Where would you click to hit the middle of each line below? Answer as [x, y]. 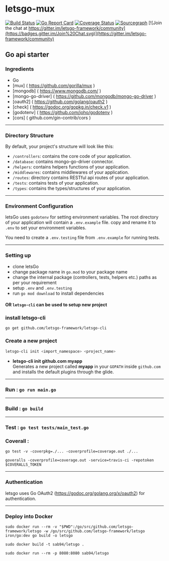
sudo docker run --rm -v [31, 527]
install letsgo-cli [25, 318]
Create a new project [31, 341]
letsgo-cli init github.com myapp [47, 361]
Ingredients [20, 69]
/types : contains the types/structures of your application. [72, 188]
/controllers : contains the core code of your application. [72, 156]
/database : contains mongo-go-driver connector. [63, 161]
